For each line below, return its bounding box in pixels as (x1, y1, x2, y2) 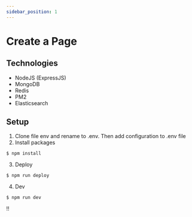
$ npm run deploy (6, 173, 50, 179)
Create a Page (6, 34, 78, 48)
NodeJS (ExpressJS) (14, 74, 67, 81)
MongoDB (14, 80, 40, 87)
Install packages (14, 139, 56, 146)
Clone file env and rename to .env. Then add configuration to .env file (14, 133, 187, 140)
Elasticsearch (14, 99, 48, 106)
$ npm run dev (6, 195, 42, 201)
